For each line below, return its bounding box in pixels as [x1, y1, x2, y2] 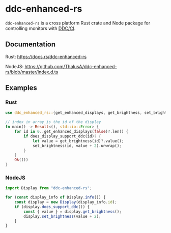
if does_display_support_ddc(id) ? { [23, 133, 101, 139]
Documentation [5, 40, 56, 49]
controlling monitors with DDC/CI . [5, 25, 76, 31]
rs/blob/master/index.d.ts [5, 69, 59, 75]
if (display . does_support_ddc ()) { [14, 204, 90, 209]
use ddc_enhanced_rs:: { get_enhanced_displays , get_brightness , [5, 110, 142, 115]
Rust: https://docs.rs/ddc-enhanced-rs [5, 53, 87, 60]
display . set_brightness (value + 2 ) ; [23, 214, 101, 219]
